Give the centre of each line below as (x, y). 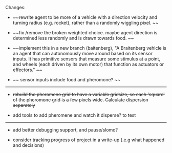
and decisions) (28, 145)
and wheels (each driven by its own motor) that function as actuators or (88, 64)
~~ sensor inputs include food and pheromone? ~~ (67, 80)
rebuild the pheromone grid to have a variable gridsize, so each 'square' (89, 94)
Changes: (15, 7)
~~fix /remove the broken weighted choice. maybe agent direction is (85, 32)
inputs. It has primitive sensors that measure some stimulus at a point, (86, 59)
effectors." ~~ (27, 70)
